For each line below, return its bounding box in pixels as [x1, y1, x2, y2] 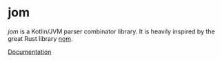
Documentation [8, 48, 52, 56]
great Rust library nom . [8, 34, 73, 42]
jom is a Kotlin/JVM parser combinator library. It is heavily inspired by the [8, 27, 216, 35]
